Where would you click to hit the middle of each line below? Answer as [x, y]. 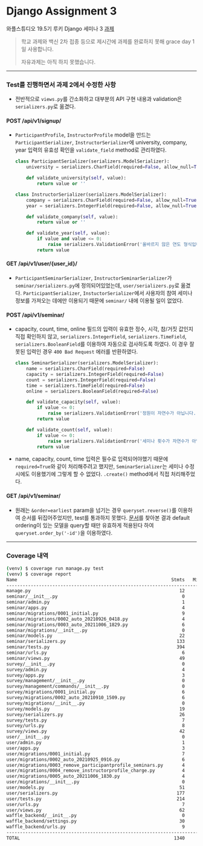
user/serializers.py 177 [96, 793]
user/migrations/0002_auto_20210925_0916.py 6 [96, 760]
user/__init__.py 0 [96, 737]
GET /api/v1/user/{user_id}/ [42, 263]
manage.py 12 [96, 591]
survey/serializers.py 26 [96, 714]
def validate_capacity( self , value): [74, 402]
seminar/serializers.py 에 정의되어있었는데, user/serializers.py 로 [97, 286]
